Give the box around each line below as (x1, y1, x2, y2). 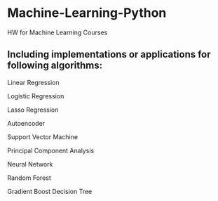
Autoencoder (7, 119, 46, 127)
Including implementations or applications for (7, 48, 212, 60)
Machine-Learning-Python (7, 5, 167, 21)
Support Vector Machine (7, 132, 79, 141)
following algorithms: (7, 60, 103, 72)
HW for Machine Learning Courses (7, 28, 108, 37)
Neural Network (7, 160, 53, 168)
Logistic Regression (7, 91, 64, 100)
